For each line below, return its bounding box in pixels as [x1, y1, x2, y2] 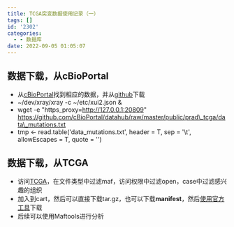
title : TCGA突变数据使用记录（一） [7, 10, 99, 17]
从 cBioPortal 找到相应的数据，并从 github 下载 [17, 90, 145, 98]
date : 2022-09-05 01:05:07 [7, 43, 86, 50]
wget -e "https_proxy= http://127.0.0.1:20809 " [17, 105, 147, 114]
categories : [7, 29, 42, 37]
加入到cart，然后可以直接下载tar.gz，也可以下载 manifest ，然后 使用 [17, 194, 213, 203]
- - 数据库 [13, 36, 42, 43]
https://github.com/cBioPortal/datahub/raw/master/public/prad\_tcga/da [17, 112, 226, 121]
